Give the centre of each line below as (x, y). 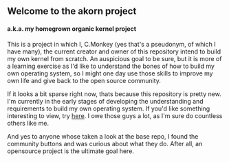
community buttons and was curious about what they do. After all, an (105, 143)
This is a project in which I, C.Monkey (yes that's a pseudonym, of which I (111, 44)
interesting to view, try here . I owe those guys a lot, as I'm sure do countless (115, 115)
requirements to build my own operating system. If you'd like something (109, 108)
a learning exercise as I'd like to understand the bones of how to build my (111, 66)
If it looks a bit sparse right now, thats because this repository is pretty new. (114, 94)
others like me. (28, 123)
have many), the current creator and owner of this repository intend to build (114, 51)
